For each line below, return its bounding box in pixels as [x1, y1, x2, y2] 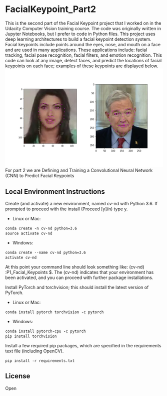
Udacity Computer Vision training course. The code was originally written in [5, 25, 161, 31]
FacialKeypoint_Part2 [5, 4, 96, 15]
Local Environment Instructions [5, 187, 105, 196]
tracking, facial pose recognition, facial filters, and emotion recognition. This [5, 52, 162, 58]
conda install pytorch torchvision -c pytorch [5, 310, 104, 315]
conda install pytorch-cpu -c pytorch [5, 329, 86, 334]
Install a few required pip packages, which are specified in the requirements [5, 342, 161, 348]
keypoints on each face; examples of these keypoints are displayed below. [5, 63, 158, 69]
